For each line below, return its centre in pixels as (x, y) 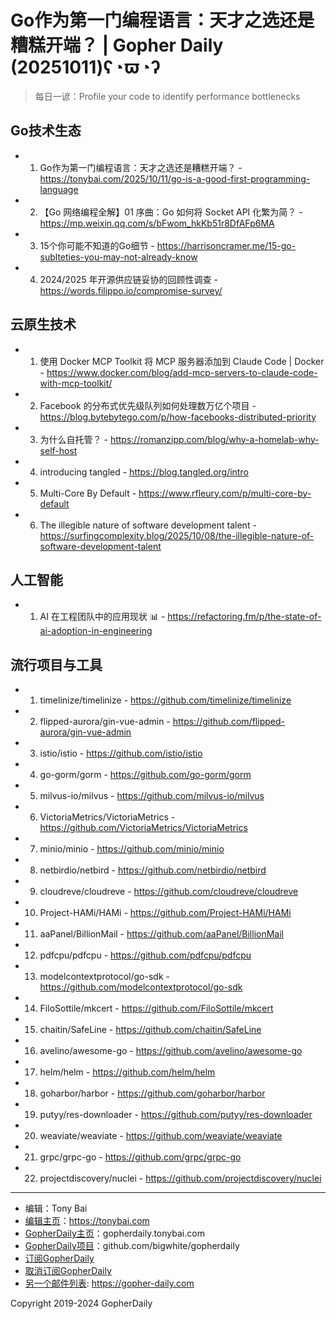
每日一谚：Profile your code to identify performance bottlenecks (167, 96)
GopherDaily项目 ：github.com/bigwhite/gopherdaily (132, 1246)
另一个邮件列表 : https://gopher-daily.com (109, 1283)
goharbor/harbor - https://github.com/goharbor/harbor (152, 1093)
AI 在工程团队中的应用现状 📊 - (102, 617)
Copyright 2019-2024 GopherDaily (81, 1303)
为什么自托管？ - (73, 439)
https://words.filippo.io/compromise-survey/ (131, 290)
